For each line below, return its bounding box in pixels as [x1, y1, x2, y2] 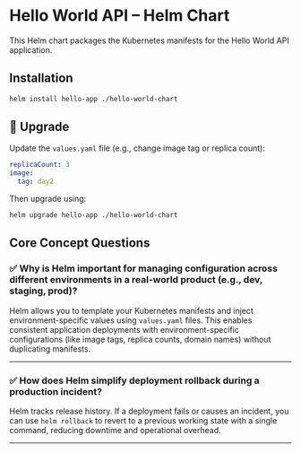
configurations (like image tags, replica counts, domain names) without [9, 334, 271, 344]
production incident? [9, 385, 103, 397]
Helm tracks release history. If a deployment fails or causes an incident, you [9, 405, 289, 416]
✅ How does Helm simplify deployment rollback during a [9, 374, 260, 387]
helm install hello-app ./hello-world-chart [9, 94, 178, 103]
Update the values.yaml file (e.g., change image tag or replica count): [9, 143, 266, 153]
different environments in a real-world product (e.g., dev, [9, 274, 262, 286]
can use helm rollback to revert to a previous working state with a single [9, 414, 278, 426]
